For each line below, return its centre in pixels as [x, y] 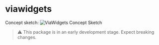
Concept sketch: [22, 22]
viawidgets [29, 9]
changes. [27, 37]
